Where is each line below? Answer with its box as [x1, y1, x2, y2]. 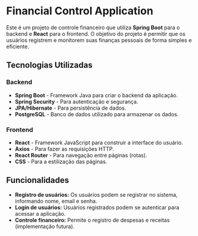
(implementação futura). [14, 222, 75, 230]
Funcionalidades [6, 175, 70, 185]
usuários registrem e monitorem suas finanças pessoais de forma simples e [6, 36, 192, 44]
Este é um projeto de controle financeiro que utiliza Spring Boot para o [6, 24, 180, 31]
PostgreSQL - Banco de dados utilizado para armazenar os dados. [14, 110, 179, 117]
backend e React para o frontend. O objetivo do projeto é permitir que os [6, 30, 186, 37]
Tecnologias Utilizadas [6, 60, 93, 70]
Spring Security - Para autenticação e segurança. [14, 98, 138, 105]
